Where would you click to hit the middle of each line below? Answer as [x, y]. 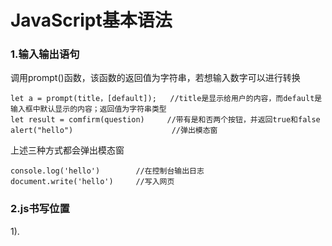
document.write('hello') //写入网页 [92, 182]
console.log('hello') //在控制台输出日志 [107, 171]
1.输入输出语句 [45, 54]
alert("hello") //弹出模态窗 [114, 131]
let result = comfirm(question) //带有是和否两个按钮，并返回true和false [165, 120]
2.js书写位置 [40, 209]
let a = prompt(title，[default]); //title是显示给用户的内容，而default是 [166, 99]
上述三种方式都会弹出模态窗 [67, 150]
